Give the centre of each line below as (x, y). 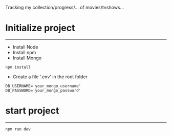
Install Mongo (27, 58)
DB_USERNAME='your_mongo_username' (43, 86)
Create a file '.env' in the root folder (50, 77)
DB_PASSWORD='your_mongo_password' (43, 90)
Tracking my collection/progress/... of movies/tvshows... (65, 7)
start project (32, 111)
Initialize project (40, 28)
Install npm (24, 52)
